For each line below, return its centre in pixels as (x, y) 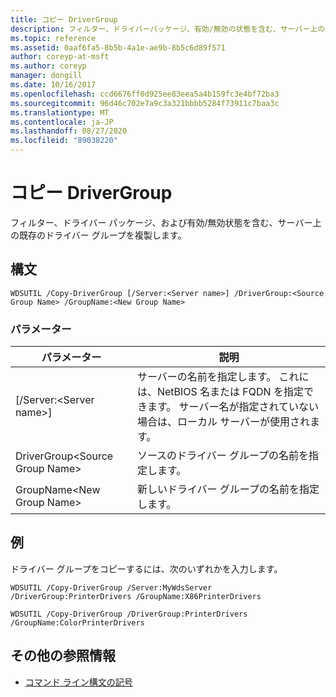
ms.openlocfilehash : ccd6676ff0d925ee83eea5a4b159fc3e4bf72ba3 (145, 94)
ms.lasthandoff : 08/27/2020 (69, 131)
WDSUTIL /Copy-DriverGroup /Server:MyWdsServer (111, 587)
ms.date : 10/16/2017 (53, 85)
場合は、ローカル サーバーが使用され (223, 422)
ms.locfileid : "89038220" (64, 141)
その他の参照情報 (63, 656)
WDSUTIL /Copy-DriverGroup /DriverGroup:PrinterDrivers (129, 614)
